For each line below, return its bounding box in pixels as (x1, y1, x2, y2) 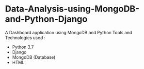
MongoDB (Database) (12, 54, 56, 60)
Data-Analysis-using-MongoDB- (5, 3, 140, 14)
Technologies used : (5, 35, 46, 41)
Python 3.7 (12, 44, 34, 50)
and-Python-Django (5, 14, 88, 25)
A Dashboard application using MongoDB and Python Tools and (5, 29, 132, 35)
